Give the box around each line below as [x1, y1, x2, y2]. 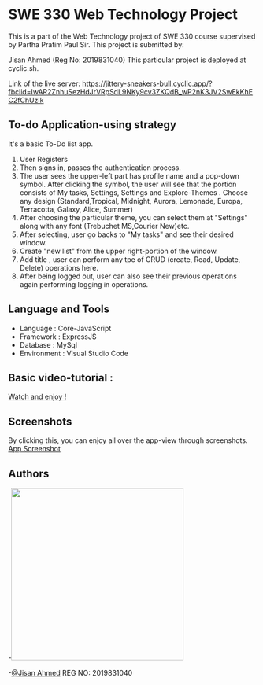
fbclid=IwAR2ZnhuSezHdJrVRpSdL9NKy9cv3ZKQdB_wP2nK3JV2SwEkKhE [8, 87, 254, 96]
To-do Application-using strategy [8, 118, 177, 131]
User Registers [19, 154, 69, 164]
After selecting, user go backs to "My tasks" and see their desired [19, 230, 234, 239]
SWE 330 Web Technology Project [8, 6, 238, 24]
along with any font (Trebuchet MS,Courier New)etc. [19, 221, 190, 230]
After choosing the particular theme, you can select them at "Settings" [19, 212, 248, 222]
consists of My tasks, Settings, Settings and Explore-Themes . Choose [19, 187, 248, 197]
